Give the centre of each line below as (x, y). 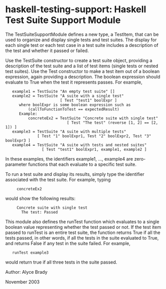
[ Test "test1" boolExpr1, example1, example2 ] (94, 149)
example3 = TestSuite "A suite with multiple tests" (69, 132)
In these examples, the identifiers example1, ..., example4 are (69, 159)
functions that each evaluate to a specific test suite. (82, 164)
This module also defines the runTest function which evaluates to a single (82, 221)
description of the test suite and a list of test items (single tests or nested (82, 66)
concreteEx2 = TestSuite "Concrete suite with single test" (93, 118)
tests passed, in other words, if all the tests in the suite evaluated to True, (82, 238)
